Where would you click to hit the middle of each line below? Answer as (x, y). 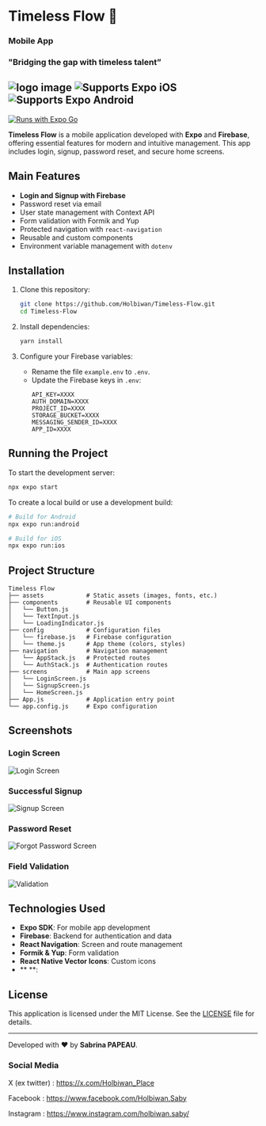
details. (20, 1022)
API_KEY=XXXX (53, 395)
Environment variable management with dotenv (96, 245)
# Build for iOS (35, 538)
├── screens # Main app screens (79, 672)
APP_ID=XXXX (51, 430)
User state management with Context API (87, 212)
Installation (36, 271)
